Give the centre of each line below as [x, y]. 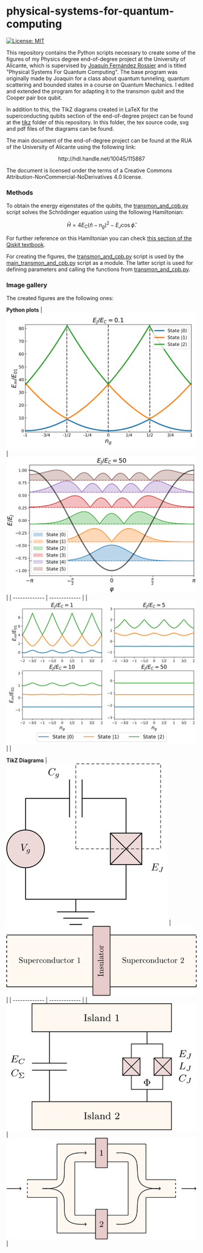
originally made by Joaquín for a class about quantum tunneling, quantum [98, 78]
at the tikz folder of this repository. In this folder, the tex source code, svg [98, 122]
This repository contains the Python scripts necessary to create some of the [101, 52]
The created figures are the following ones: [60, 298]
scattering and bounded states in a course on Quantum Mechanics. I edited [100, 85]
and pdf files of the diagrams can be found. [60, 129]
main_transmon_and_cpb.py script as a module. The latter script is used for [100, 262]
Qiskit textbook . [26, 244]
